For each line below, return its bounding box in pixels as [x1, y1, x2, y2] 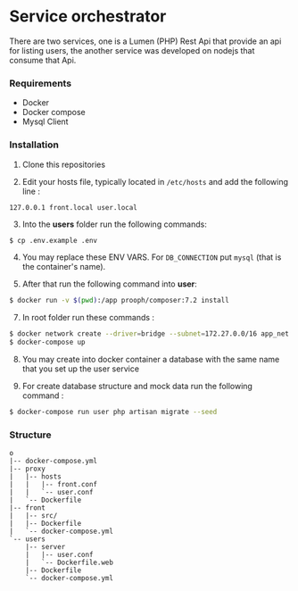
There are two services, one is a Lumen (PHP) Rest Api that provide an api [9, 36, 282, 46]
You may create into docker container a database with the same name [21, 354, 280, 365]
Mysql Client [21, 116, 69, 127]
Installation [9, 138, 60, 151]
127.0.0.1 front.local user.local [9, 203, 138, 212]
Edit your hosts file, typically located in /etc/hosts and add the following [21, 176, 288, 187]
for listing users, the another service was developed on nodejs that [9, 45, 255, 55]
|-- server [25, 543, 66, 552]
